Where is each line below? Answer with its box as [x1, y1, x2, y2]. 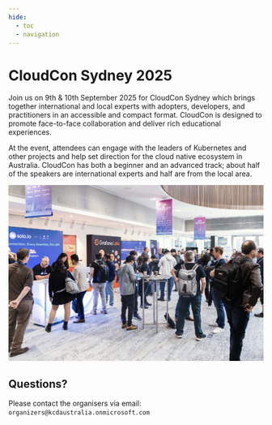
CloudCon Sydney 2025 [8, 66, 172, 84]
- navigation [15, 30, 60, 38]
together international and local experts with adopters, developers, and [8, 101, 245, 111]
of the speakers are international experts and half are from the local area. [8, 169, 253, 178]
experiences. [8, 127, 53, 137]
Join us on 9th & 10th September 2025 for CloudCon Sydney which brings [8, 93, 256, 103]
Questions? [8, 377, 68, 391]
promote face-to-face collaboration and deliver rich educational [8, 118, 221, 129]
